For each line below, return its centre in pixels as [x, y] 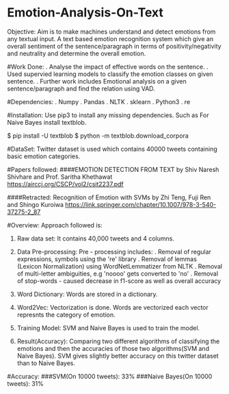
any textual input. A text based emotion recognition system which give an [110, 38]
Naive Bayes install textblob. [47, 122]
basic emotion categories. [44, 156]
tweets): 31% [26, 383]
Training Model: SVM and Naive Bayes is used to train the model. [108, 328]
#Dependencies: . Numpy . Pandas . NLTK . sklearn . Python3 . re [99, 101]
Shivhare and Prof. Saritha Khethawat [60, 177]
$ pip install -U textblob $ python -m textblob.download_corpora [98, 136]
